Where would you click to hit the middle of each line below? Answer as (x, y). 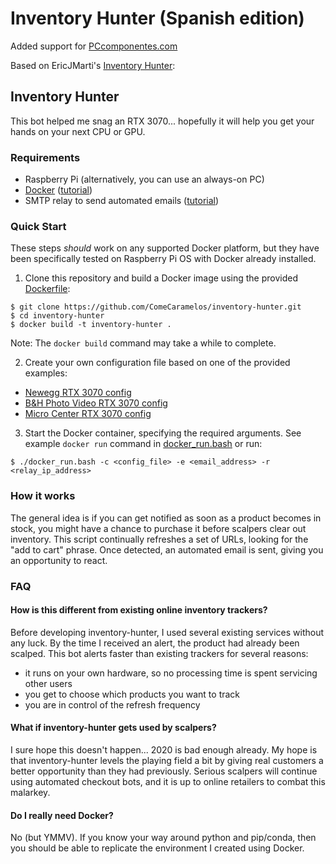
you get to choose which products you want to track (132, 694)
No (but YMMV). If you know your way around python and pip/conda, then (163, 838)
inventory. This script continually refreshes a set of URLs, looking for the (159, 539)
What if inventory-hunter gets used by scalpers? (113, 728)
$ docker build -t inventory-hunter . (91, 325)
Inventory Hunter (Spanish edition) (157, 18)
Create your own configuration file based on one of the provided (157, 363)
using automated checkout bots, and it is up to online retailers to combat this (168, 781)
